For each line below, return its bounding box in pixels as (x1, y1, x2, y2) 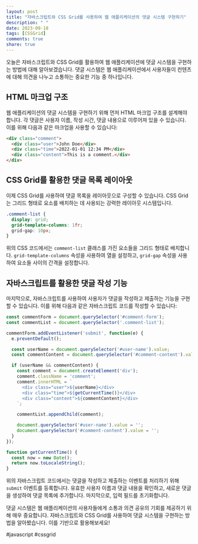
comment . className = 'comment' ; (16, 373, 96, 379)
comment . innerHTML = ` (16, 379, 72, 385)
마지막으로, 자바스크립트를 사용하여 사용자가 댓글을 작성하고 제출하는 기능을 (6, 295, 180, 302)
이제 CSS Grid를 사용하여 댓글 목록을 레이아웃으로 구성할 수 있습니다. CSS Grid (6, 192, 189, 199)
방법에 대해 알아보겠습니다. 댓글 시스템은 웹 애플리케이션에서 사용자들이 (12, 65, 176, 73)
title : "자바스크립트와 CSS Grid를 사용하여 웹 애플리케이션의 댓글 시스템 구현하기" (6, 14, 187, 20)
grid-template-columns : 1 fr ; (11, 222, 83, 228)
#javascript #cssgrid (6, 531, 56, 538)
